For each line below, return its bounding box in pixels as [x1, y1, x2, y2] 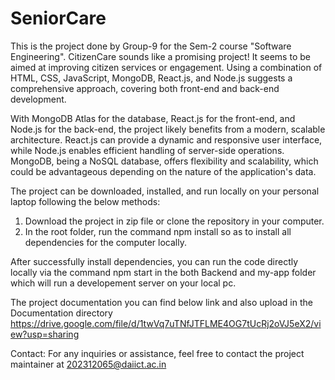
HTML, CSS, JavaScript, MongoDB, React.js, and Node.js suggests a [10, 72, 293, 84]
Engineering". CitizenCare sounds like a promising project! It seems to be [10, 50, 311, 62]
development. [10, 93, 67, 105]
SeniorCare [10, 7, 107, 30]
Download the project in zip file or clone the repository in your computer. [24, 215, 325, 227]
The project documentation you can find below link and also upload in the [10, 296, 313, 308]
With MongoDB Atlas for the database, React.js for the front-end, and [10, 112, 296, 124]
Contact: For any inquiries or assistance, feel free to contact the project [10, 347, 305, 359]
